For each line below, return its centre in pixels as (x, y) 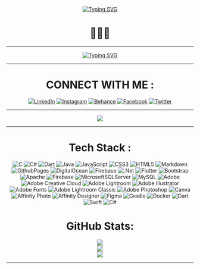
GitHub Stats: (100, 226)
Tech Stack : (100, 148)
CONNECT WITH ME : (100, 85)
